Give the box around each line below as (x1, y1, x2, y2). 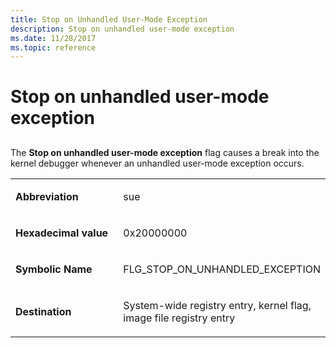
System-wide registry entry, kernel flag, (123, 298, 312, 312)
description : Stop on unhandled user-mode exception (10, 24, 235, 34)
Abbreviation (15, 189, 79, 203)
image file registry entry (123, 311, 236, 325)
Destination (15, 304, 72, 318)
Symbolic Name (15, 262, 93, 276)
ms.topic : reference (10, 42, 97, 53)
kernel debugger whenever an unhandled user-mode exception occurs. (10, 157, 305, 169)
